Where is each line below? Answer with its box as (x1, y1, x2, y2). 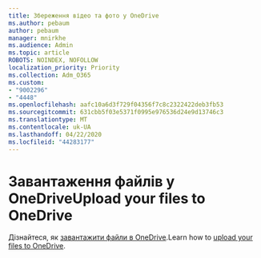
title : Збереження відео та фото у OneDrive (8, 11, 159, 20)
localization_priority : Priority (8, 64, 120, 72)
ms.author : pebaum (8, 19, 70, 27)
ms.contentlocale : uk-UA (8, 123, 91, 131)
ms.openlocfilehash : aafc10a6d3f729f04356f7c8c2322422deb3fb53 (8, 101, 224, 109)
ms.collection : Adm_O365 (8, 71, 91, 79)
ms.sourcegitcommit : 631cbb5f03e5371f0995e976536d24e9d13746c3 (8, 109, 224, 117)
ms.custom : (8, 78, 45, 86)
